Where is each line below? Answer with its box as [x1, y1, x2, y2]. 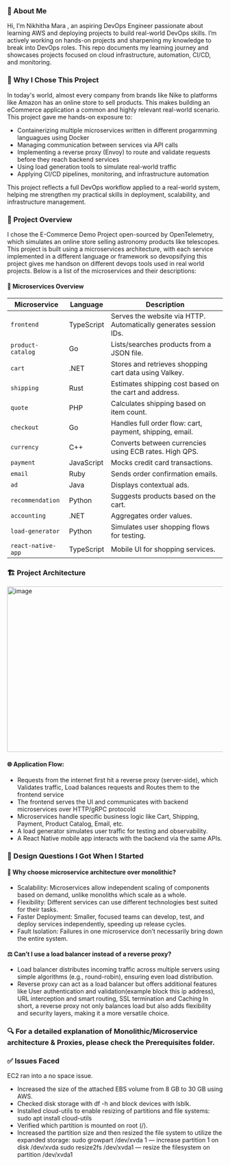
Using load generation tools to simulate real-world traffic [16, 163, 177, 171]
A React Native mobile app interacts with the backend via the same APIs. [16, 834, 222, 842]
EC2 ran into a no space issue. [7, 1072, 93, 1080]
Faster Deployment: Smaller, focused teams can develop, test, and [16, 912, 205, 921]
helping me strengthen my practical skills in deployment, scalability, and [7, 190, 210, 198]
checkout [10, 424, 39, 431]
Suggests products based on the [110, 492, 216, 501]
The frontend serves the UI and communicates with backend [16, 797, 188, 806]
